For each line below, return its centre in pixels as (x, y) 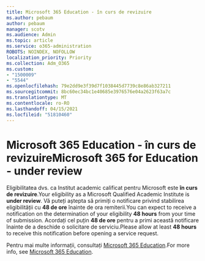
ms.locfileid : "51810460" (39, 115)
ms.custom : (20, 69)
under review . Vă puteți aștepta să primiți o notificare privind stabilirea (95, 201)
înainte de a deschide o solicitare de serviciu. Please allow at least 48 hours (102, 227)
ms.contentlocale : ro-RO (38, 103)
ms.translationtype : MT (37, 97)
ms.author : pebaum (30, 18)
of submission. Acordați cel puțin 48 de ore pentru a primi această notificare (102, 221)
